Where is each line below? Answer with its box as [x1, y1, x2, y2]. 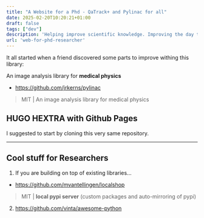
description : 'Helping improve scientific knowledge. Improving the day [6, 32, 194, 38]
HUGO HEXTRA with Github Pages [6, 113, 138, 124]
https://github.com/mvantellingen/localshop [15, 181, 125, 188]
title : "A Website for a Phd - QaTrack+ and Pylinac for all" [6, 9, 167, 15]
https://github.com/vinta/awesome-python [15, 205, 122, 212]
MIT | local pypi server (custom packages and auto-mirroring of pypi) [21, 192, 196, 200]
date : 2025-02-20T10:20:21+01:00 [6, 15, 91, 21]
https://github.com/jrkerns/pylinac [15, 84, 101, 91]
